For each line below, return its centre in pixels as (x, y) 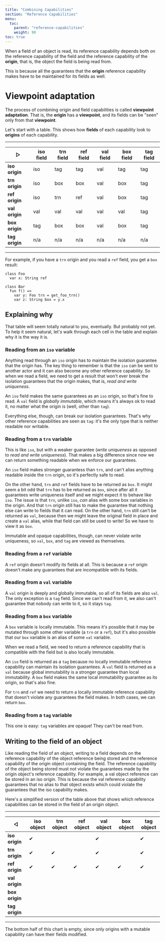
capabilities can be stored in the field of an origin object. (62, 804)
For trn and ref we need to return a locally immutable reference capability (80, 692)
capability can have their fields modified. (46, 935)
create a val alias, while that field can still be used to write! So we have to (79, 521)
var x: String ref (28, 278)
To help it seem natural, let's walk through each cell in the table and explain (81, 332)
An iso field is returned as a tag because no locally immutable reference (78, 662)
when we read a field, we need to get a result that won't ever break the (77, 376)
